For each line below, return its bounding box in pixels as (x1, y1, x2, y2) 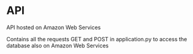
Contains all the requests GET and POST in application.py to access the (6, 35, 187, 42)
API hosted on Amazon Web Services (6, 24, 101, 31)
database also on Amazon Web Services (6, 42, 109, 49)
